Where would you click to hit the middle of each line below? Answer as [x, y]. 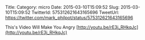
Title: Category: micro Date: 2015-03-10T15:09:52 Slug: [62, 7]
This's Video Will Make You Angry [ [42, 27]
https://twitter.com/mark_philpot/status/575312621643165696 [69, 18]
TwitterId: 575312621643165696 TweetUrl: [75, 12]
